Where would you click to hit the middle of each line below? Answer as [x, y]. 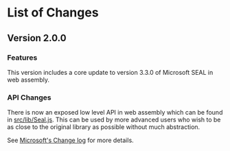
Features [22, 58]
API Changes [29, 97]
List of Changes [53, 13]
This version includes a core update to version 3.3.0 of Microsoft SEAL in [110, 72]
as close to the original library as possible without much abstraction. [104, 127]
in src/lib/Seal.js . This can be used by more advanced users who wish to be [114, 120]
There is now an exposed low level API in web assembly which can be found [115, 113]
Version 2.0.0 [37, 38]
